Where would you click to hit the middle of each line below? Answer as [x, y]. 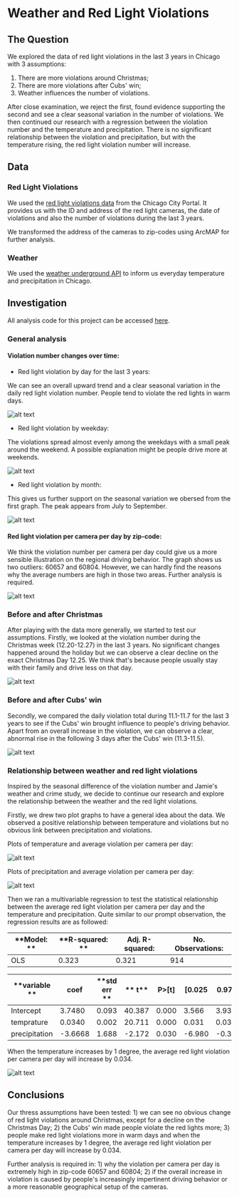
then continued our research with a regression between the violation [107, 122]
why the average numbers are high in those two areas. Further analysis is [115, 575]
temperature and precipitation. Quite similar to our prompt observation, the [117, 915]
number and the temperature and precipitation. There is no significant [110, 129]
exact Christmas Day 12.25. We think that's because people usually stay [113, 660]
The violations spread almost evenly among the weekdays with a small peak [118, 442]
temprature [30, 1022]
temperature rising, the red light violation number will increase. [99, 145]
